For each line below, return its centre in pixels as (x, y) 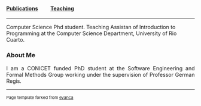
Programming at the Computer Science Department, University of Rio (92, 33)
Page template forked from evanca (40, 97)
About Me (21, 55)
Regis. (14, 81)
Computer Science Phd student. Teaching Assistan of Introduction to (91, 27)
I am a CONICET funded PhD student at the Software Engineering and (100, 68)
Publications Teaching (40, 8)
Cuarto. (16, 40)
